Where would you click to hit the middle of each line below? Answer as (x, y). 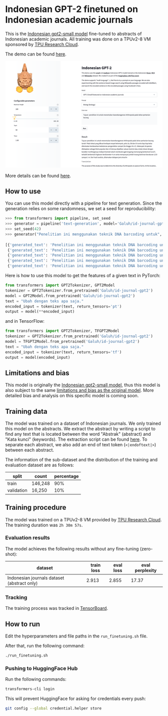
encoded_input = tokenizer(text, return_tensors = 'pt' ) (63, 306)
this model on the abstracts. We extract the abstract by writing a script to (80, 429)
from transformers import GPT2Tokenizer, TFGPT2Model (62, 331)
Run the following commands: (36, 679)
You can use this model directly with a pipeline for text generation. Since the (84, 203)
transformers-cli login (30, 689)
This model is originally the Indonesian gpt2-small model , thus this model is (83, 385)
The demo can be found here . (36, 54)
